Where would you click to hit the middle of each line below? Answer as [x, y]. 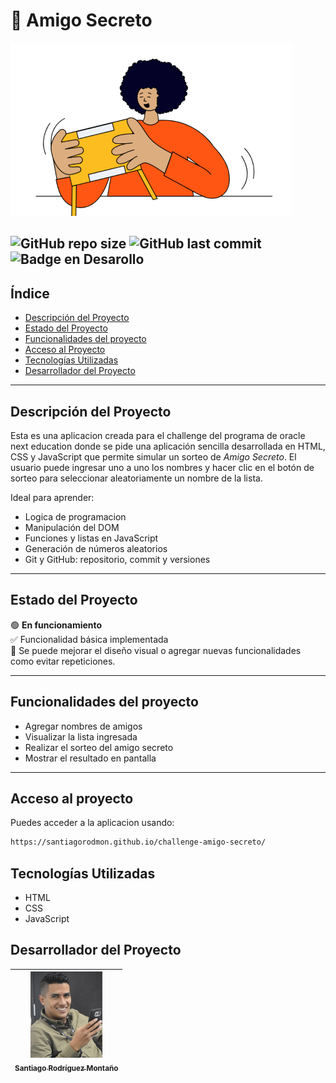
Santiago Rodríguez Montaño [66, 1069]
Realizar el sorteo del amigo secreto [99, 747]
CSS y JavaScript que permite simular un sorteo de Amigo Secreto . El [153, 456]
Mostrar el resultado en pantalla [90, 758]
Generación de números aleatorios [96, 548]
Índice [30, 293]
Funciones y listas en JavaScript [91, 538]
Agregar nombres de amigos [83, 726]
